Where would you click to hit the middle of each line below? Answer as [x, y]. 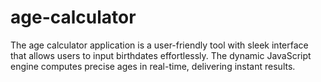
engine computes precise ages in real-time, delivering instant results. [153, 66]
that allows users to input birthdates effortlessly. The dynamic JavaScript [161, 55]
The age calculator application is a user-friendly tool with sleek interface [159, 45]
